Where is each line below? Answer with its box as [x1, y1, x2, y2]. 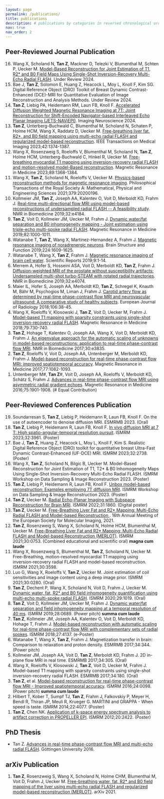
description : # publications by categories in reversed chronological [5, 20, 152, 26]
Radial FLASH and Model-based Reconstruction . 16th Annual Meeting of [12, 512, 159, 518]
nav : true [5, 25, 26, 30]
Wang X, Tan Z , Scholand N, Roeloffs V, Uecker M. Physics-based [12, 174, 145, 180]
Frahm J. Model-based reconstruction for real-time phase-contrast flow [12, 356, 157, 361]
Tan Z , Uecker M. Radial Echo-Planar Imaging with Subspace [12, 496, 135, 502]
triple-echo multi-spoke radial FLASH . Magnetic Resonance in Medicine [12, 226, 157, 232]
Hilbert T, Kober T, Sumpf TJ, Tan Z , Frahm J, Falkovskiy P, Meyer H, [12, 693, 150, 699]
